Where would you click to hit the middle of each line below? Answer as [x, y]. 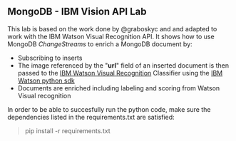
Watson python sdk [46, 80]
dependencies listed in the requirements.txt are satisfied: [91, 117]
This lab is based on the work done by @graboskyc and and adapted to [112, 28]
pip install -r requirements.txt [67, 130]
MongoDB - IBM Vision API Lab [77, 12]
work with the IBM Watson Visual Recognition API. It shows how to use [111, 36]
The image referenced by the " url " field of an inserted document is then [123, 65]
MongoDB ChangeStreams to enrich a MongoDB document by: [100, 44]
